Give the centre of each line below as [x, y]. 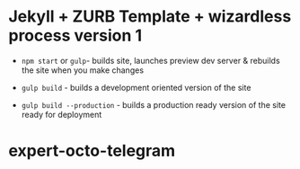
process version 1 [75, 36]
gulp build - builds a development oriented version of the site [136, 87]
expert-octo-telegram [92, 151]
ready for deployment [62, 114]
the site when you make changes [83, 70]
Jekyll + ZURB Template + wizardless [150, 17]
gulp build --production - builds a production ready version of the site [154, 104]
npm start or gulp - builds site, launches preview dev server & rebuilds [150, 60]
